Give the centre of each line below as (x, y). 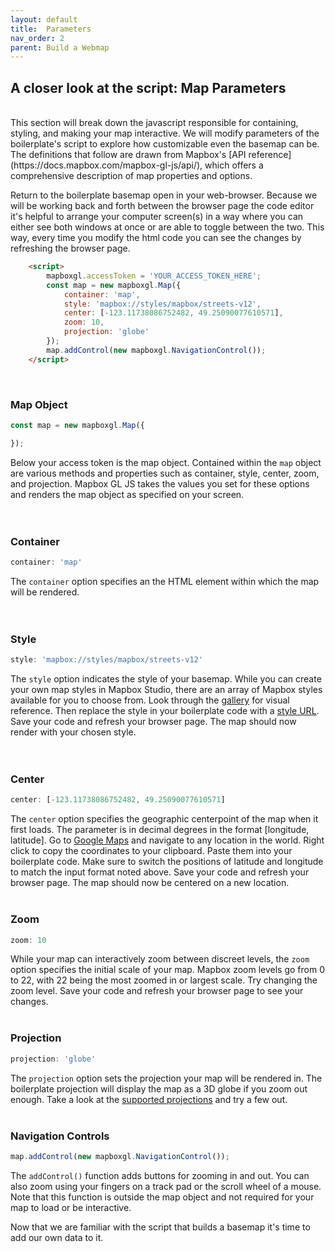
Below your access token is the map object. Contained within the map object (166, 462)
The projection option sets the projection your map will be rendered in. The (166, 1078)
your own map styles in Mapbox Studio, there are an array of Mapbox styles (166, 690)
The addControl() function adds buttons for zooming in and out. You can (160, 1175)
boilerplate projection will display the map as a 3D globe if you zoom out (159, 1088)
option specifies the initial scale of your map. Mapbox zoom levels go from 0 (167, 970)
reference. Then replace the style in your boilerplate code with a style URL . (165, 711)
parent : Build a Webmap (60, 47)
